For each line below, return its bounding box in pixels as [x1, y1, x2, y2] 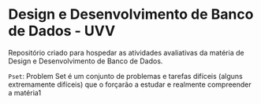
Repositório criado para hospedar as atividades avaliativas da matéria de [8, 48, 244, 57]
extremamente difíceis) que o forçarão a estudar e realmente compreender [8, 80, 252, 89]
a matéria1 [8, 88, 42, 97]
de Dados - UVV [8, 22, 116, 40]
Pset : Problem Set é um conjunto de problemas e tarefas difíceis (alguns [8, 71, 243, 81]
